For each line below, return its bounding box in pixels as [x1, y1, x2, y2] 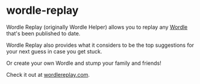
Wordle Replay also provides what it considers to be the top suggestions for [6, 41, 195, 49]
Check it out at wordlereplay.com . [6, 71, 90, 78]
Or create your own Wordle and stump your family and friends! [6, 59, 161, 67]
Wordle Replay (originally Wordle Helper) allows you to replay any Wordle [6, 23, 188, 31]
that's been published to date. [6, 29, 81, 37]
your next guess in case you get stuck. [6, 47, 102, 55]
